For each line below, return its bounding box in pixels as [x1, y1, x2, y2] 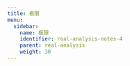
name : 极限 [19, 29, 49, 36]
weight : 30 [19, 49, 51, 56]
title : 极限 [7, 10, 40, 17]
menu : [7, 16, 23, 23]
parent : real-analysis [19, 42, 86, 49]
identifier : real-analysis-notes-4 [19, 36, 123, 43]
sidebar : [13, 23, 39, 30]
